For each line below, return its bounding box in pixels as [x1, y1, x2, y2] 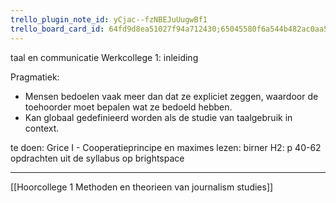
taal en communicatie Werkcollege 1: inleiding [10, 51, 199, 63]
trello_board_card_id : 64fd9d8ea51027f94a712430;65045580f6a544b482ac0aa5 [10, 24, 329, 34]
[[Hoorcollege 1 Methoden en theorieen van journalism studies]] [10, 181, 274, 193]
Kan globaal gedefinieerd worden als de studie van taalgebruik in [24, 111, 293, 123]
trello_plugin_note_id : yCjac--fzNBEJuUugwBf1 [10, 14, 208, 25]
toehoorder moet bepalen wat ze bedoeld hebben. [24, 101, 233, 113]
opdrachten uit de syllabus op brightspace [10, 152, 185, 164]
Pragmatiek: [10, 71, 60, 83]
